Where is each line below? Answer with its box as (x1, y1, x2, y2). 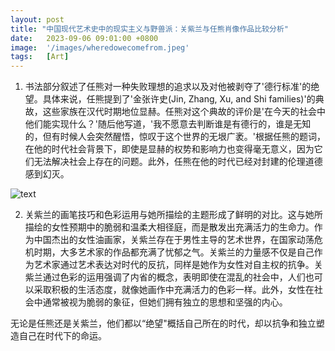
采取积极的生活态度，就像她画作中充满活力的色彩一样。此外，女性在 (33, 284, 315, 296)
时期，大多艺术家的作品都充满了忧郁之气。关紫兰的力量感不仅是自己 (33, 246, 315, 258)
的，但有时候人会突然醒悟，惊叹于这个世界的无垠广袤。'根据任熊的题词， (24, 131, 326, 143)
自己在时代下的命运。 (18, 330, 107, 342)
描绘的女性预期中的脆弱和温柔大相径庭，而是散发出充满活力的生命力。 (24, 221, 315, 233)
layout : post (10, 14, 65, 25)
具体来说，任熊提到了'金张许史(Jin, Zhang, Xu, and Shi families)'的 (42, 93, 316, 105)
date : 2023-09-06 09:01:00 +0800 (10, 33, 159, 43)
